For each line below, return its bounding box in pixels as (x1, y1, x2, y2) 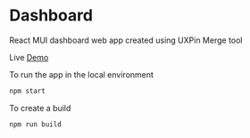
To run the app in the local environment (9, 69, 154, 80)
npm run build (9, 119, 62, 129)
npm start (9, 86, 46, 95)
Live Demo (9, 52, 49, 62)
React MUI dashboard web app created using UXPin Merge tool (9, 35, 243, 45)
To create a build (9, 102, 71, 113)
